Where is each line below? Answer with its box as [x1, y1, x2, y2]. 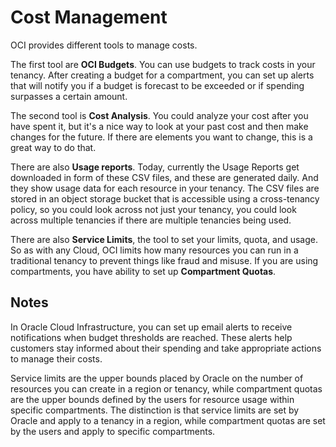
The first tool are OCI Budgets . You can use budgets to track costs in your [10, 58, 316, 70]
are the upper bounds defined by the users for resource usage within [10, 393, 295, 405]
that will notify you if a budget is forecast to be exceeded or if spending [10, 79, 305, 91]
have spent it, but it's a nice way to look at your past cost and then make [10, 120, 309, 132]
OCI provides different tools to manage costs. [10, 39, 198, 51]
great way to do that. [10, 141, 97, 153]
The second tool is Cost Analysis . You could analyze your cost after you [10, 109, 309, 121]
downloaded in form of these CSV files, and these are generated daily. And [10, 171, 319, 183]
